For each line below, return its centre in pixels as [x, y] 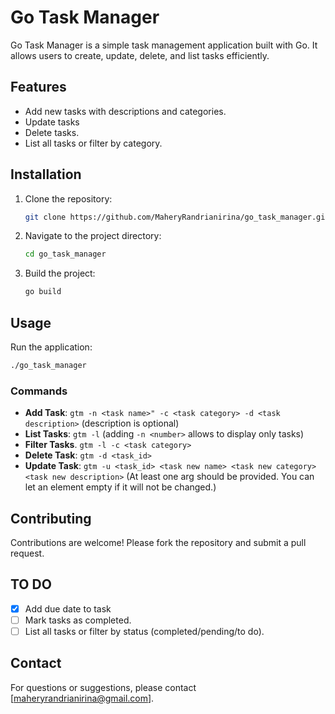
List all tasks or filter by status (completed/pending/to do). [144, 631]
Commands [39, 391]
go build [43, 292]
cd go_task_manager [65, 254]
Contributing [51, 518]
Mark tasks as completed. [78, 620]
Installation [46, 174]
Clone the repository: [68, 198]
